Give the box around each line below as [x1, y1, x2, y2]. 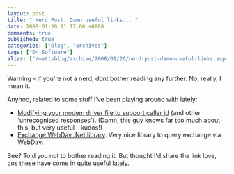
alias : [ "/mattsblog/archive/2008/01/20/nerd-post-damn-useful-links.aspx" [7, 55, 232, 62]
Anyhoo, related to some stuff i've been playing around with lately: [7, 95, 198, 103]
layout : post [7, 10, 45, 17]
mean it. [7, 81, 31, 90]
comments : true [7, 29, 52, 37]
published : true [7, 36, 54, 43]
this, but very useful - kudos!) [17, 123, 103, 132]
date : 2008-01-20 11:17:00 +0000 [7, 23, 104, 30]
